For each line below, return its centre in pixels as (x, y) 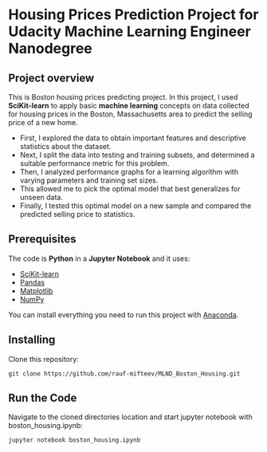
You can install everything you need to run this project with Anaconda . (124, 314)
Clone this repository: (44, 359)
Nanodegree (51, 49)
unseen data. (41, 197)
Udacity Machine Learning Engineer (130, 31)
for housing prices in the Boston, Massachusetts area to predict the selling (130, 114)
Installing (32, 340)
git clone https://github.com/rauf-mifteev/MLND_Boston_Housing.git (124, 373)
